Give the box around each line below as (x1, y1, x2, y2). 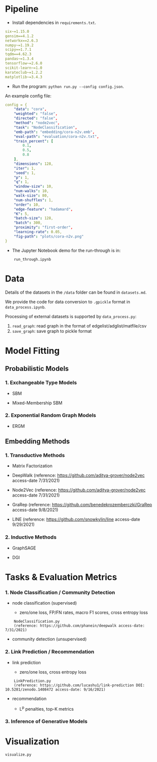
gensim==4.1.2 (5, 33, 34, 39)
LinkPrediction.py (14, 678, 51, 683)
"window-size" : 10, (14, 184, 54, 189)
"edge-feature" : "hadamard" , (14, 207, 73, 212)
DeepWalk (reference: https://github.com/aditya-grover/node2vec (12, 473, 145, 479)
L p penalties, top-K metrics (19, 705, 74, 712)
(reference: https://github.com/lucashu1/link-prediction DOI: (14, 683, 145, 688)
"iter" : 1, (14, 166, 36, 171)
